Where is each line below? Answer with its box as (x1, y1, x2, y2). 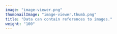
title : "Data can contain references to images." (5, 16, 113, 21)
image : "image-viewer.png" (5, 7, 63, 12)
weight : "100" (5, 21, 36, 26)
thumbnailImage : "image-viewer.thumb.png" (5, 12, 97, 17)
